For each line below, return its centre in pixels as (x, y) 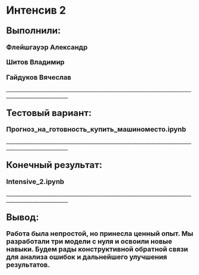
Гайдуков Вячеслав (39, 77)
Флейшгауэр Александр (47, 47)
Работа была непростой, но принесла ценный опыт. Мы (100, 234)
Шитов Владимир (35, 62)
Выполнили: (34, 31)
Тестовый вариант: (49, 113)
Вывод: (23, 217)
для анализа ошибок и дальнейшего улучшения (87, 257)
